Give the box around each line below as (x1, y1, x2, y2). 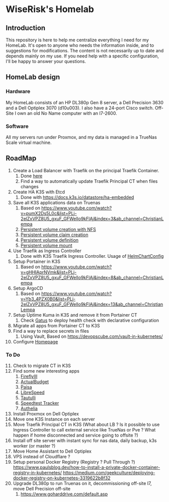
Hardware (6, 88, 31, 95)
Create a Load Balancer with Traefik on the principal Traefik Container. (13, 167, 159, 173)
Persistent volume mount (20, 242, 72, 248)
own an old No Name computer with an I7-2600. (17, 110, 117, 116)
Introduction (6, 24, 46, 32)
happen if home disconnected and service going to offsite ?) (13, 432, 139, 439)
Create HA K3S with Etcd (13, 189, 65, 195)
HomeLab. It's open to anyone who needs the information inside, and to (6, 42, 154, 48)
